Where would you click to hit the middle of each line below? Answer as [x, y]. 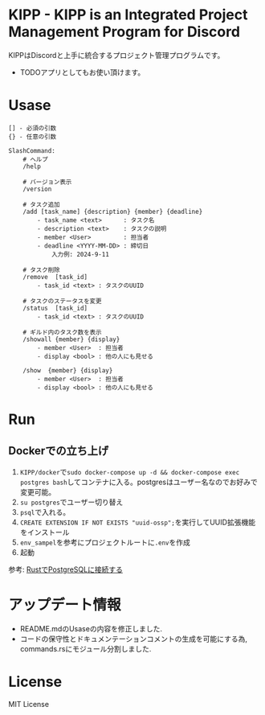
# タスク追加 [41, 204]
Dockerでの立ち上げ [59, 451]
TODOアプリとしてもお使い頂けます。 [82, 72]
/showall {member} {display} [71, 339]
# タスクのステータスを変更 [62, 301]
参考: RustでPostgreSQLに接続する [65, 569]
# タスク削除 [41, 270]
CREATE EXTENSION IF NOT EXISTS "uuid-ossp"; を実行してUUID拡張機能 [137, 522]
